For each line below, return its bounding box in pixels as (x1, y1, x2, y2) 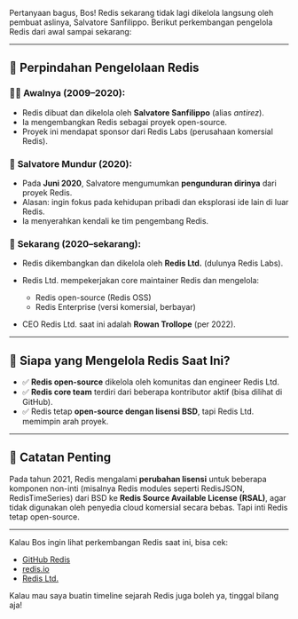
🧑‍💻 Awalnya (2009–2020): (9, 87, 126, 99)
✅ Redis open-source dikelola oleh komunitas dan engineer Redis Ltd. (21, 377, 279, 387)
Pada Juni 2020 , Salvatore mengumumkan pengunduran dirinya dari (21, 178, 277, 188)
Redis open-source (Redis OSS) (35, 292, 153, 303)
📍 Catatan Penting (9, 450, 112, 465)
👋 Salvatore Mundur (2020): (9, 157, 133, 170)
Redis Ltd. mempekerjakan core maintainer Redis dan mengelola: (21, 275, 260, 286)
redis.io (21, 563, 51, 574)
